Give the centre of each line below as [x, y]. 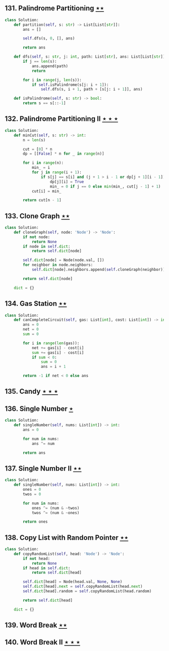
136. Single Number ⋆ [39, 409]
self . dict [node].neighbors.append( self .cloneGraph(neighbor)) [98, 270]
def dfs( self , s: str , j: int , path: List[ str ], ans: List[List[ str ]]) [91, 57]
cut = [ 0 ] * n [38, 149]
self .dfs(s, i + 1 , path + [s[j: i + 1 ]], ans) [92, 89]
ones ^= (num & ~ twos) [55, 508]
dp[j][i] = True [67, 181]
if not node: [37, 237]
